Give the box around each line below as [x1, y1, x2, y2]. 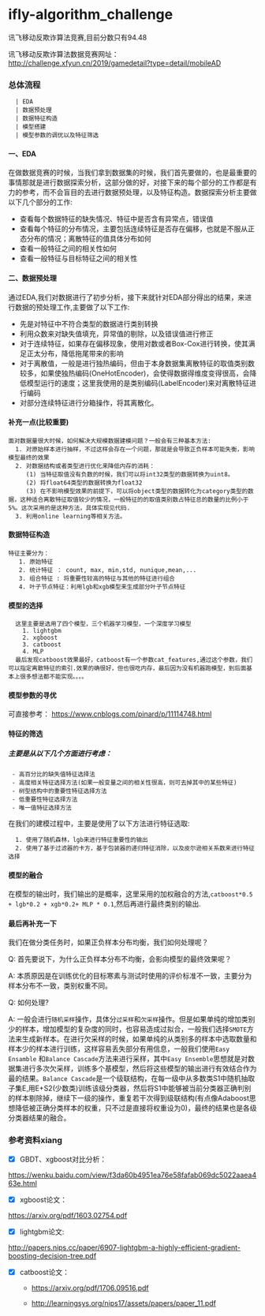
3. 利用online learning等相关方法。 [15, 512, 126, 520]
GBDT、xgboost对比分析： [19, 1154, 107, 1164]
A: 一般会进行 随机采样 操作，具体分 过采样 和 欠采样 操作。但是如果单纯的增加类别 [8, 1015, 256, 1024]
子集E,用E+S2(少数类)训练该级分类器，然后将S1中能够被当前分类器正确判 [8, 1083, 244, 1094]
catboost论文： [19, 1267, 69, 1277]
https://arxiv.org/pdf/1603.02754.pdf [8, 1210, 128, 1220]
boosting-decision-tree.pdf [8, 1251, 97, 1260]
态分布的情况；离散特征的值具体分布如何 [19, 234, 151, 244]
